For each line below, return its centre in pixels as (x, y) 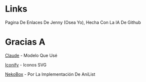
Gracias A (25, 42)
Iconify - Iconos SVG (26, 65)
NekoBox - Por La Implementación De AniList (50, 74)
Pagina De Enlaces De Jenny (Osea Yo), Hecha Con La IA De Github (73, 22)
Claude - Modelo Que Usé (31, 55)
